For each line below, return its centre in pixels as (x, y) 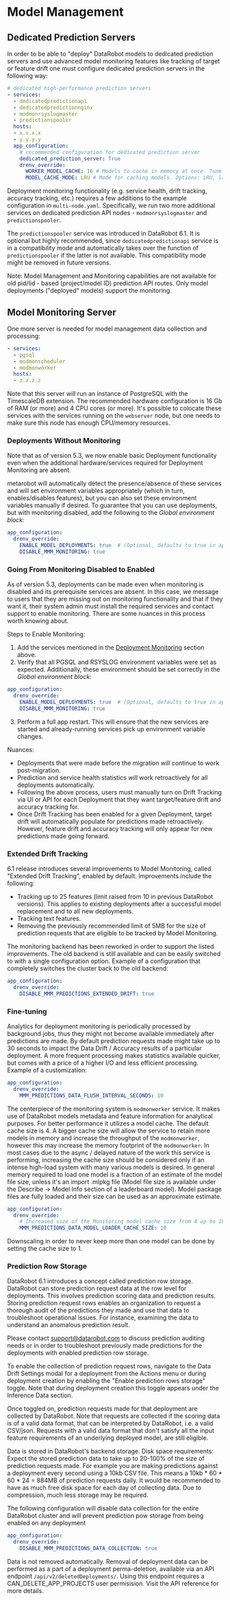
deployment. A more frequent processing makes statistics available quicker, (114, 1055)
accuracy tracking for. (48, 807)
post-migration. (39, 770)
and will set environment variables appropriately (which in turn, (96, 491)
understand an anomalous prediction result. (68, 1325)
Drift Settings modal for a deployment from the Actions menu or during (107, 1374)
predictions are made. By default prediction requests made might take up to (114, 1041)
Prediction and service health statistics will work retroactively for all (112, 777)
